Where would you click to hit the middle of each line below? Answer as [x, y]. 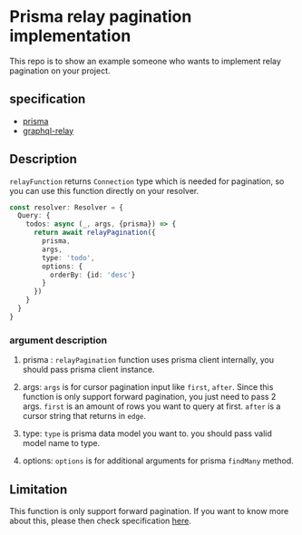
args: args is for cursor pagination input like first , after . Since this [148, 387]
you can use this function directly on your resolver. [104, 190]
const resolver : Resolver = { [67, 207]
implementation [70, 36]
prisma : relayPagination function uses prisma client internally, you [148, 360]
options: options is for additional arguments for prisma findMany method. [158, 461]
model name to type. [61, 443]
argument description [58, 340]
